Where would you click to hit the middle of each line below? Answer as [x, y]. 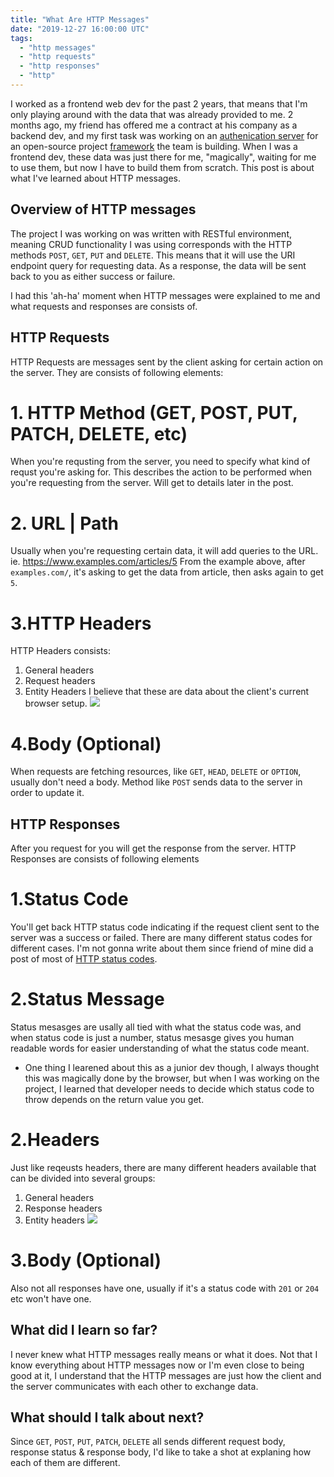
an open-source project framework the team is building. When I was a [154, 146]
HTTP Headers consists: [60, 651]
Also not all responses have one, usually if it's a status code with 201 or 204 [165, 1288]
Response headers [63, 1208]
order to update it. [47, 793]
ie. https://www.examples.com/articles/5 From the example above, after [158, 562]
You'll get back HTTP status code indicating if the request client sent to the [165, 927]
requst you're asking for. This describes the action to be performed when [161, 472]
